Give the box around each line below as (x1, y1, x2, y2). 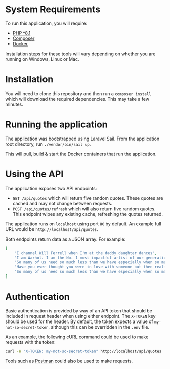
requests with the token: (5, 339, 56, 345)
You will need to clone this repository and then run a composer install (5, 90, 152, 97)
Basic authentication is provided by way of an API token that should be (5, 307, 153, 314)
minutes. (5, 101, 24, 107)
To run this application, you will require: (5, 20, 88, 26)
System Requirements (5, 4, 100, 15)
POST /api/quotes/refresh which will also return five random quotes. (12, 206, 156, 212)
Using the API (5, 168, 64, 180)
